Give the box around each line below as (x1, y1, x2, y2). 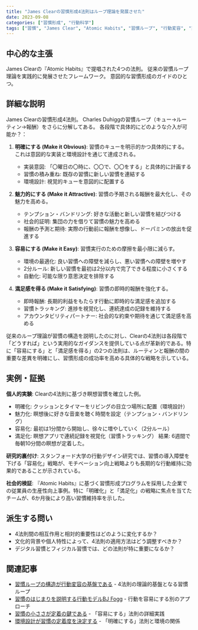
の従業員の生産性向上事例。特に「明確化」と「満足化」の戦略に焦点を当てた (6, 487, 192, 494)
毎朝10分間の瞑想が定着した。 (14, 440, 88, 447)
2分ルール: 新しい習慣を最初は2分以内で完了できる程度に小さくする (23, 265, 188, 272)
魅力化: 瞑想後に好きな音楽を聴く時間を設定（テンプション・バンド (14, 410, 179, 417)
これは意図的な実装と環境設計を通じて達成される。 (14, 150, 139, 157)
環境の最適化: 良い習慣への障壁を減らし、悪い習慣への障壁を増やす (23, 258, 187, 265)
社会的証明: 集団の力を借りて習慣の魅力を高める (23, 217, 140, 225)
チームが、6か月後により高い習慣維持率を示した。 (6, 494, 128, 501)
